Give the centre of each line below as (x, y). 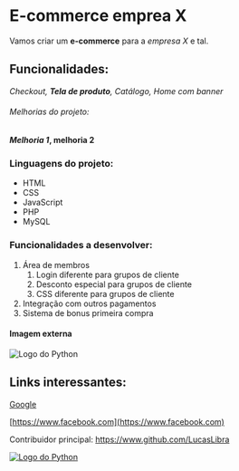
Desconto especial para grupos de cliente (114, 284)
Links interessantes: (68, 383)
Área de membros (56, 264)
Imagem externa (41, 334)
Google (23, 404)
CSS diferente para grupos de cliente (105, 293)
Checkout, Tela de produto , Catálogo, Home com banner (116, 91)
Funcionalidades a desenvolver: (81, 245)
